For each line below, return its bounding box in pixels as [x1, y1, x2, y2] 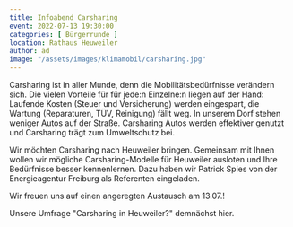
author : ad [9, 47, 50, 56]
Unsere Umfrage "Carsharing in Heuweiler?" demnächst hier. [9, 208, 235, 218]
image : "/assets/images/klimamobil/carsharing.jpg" [9, 55, 206, 64]
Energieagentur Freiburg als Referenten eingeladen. [9, 173, 200, 184]
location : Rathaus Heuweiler [9, 38, 118, 48]
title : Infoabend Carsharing [9, 13, 118, 22]
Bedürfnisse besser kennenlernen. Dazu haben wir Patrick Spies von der [9, 163, 278, 174]
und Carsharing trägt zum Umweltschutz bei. [9, 127, 176, 137]
